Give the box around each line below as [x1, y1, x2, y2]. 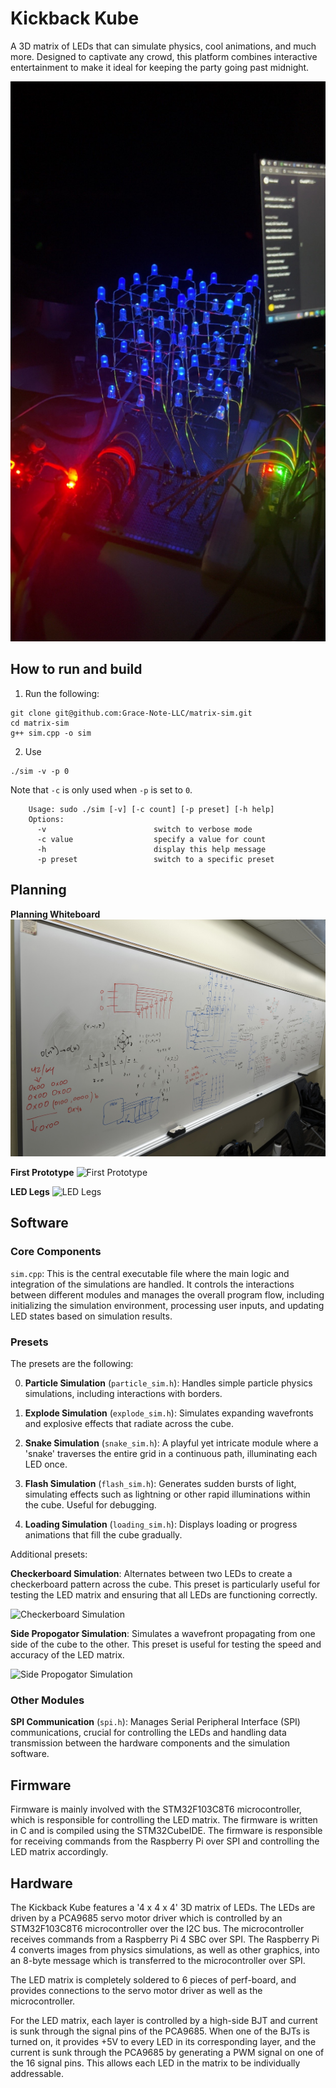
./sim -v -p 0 [10, 766, 70, 776]
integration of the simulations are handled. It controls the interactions [10, 1278, 295, 1290]
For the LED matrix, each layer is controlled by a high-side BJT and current [10, 2014, 318, 2026]
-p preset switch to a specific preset [36, 854, 275, 864]
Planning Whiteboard [10, 908, 101, 920]
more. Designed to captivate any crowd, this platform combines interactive [10, 50, 318, 62]
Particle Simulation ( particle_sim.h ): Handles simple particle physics [24, 1377, 313, 1389]
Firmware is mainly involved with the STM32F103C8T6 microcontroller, [10, 1803, 302, 1816]
